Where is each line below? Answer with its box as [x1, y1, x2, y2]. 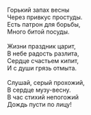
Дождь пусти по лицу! [7, 101, 72, 108]
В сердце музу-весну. [7, 86, 71, 94]
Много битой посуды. [7, 27, 70, 36]
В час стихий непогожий [7, 93, 79, 101]
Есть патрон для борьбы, [7, 21, 81, 28]
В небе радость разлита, [7, 49, 79, 57]
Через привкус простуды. [7, 13, 83, 21]
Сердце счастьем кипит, [7, 57, 79, 64]
